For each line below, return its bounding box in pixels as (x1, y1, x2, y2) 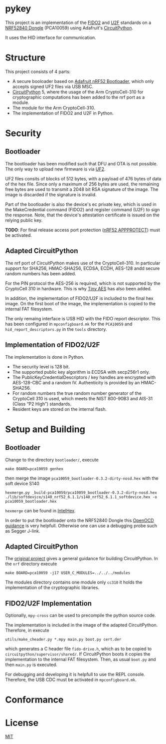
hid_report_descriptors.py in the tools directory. (5, 326, 107, 332)
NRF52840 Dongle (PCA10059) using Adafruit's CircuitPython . (5, 24, 134, 30)
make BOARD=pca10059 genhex (5, 466, 64, 471)
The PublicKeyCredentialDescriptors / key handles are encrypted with (12, 374, 156, 380)
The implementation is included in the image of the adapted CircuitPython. (5, 622, 158, 628)
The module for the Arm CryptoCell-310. (12, 104, 96, 110)
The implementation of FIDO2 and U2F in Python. (12, 110, 114, 116)
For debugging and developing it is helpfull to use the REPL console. (5, 672, 146, 678)
